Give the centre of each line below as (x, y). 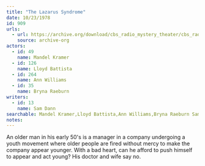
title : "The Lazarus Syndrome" (46, 12)
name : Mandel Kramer (43, 57)
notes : (15, 120)
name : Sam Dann (37, 108)
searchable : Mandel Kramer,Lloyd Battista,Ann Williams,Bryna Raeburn (98, 114)
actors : (16, 46)
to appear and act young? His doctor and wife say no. (74, 157)
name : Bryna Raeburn (43, 92)
